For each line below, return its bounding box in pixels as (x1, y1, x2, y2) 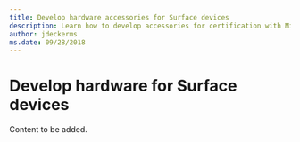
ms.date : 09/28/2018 (9, 37, 87, 47)
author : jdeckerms (9, 29, 78, 38)
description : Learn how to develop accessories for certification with (9, 21, 281, 30)
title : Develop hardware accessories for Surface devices (9, 12, 229, 22)
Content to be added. (9, 124, 87, 135)
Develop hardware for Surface (9, 76, 237, 96)
